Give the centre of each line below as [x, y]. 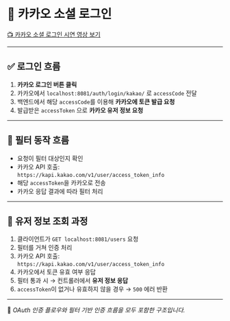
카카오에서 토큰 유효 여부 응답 [56, 272]
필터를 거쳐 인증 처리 [44, 248]
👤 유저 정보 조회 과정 [48, 221]
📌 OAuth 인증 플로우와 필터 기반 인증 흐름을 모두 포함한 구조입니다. [96, 310]
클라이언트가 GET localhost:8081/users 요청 [78, 239]
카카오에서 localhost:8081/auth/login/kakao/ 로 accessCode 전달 [107, 93]
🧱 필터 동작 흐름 [38, 140]
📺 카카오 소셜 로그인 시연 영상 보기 [54, 34]
